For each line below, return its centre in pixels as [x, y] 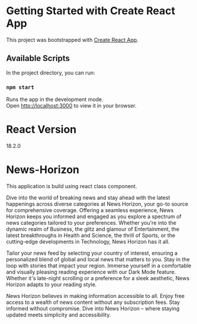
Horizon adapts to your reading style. [51, 284]
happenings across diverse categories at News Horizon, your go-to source [97, 204]
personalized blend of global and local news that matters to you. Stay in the [98, 259]
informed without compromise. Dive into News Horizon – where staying [93, 308]
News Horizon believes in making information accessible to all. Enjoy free [96, 296]
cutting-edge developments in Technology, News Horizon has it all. [88, 241]
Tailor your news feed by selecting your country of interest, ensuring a [92, 253]
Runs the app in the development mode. [55, 99]
